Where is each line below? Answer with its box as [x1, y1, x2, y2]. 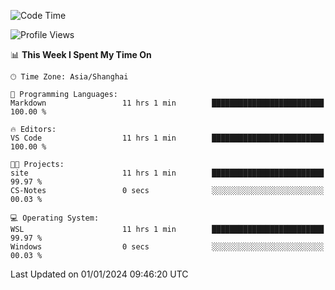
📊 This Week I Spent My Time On [10, 49, 152, 60]
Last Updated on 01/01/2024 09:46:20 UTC [10, 268, 189, 280]
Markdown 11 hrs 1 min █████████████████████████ [10, 98, 325, 108]
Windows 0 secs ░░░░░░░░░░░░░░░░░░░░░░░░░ [10, 242, 325, 252]
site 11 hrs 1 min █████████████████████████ [10, 168, 325, 178]
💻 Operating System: [10, 213, 100, 223]
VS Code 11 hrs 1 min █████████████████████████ [10, 133, 325, 143]
